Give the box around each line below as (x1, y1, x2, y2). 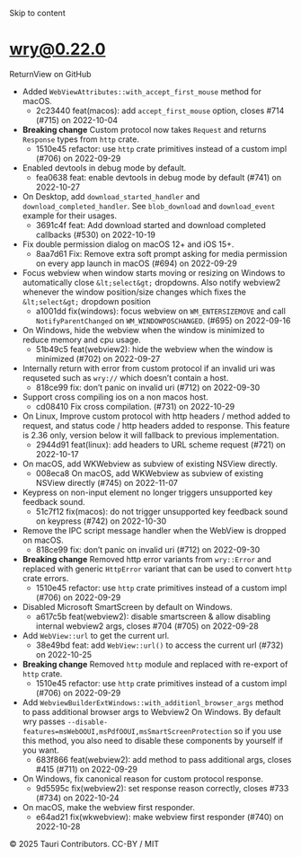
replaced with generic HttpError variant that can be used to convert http (22, 563, 292, 574)
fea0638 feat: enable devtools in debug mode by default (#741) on (35, 172, 281, 182)
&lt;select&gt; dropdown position (22, 296, 151, 306)
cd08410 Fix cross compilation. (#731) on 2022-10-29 (35, 401, 235, 411)
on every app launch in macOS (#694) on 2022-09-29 (35, 258, 238, 269)
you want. (22, 745, 60, 755)
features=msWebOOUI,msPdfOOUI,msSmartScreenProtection (22, 727, 233, 736)
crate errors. (22, 572, 69, 583)
